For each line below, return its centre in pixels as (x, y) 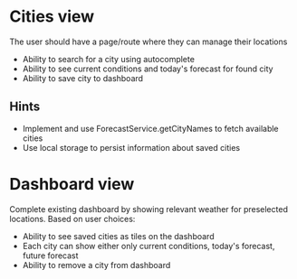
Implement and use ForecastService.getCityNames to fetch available (150, 128)
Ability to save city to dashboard (82, 78)
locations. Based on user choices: (72, 219)
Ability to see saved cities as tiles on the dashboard (118, 236)
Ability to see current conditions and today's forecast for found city (148, 69)
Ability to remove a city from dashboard (96, 265)
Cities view (52, 17)
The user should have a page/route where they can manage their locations (148, 42)
